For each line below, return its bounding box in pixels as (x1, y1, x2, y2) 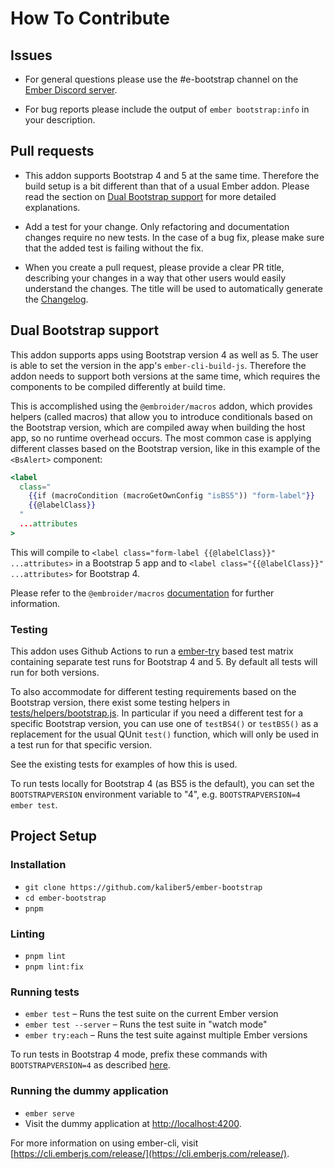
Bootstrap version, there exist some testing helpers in (10, 697, 231, 709)
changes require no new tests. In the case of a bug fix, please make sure (24, 231, 325, 243)
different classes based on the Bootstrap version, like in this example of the (10, 442, 321, 454)
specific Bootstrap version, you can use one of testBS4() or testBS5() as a (10, 718, 319, 730)
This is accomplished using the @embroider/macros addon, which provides (10, 400, 313, 412)
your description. (24, 114, 96, 126)
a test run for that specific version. (10, 739, 153, 751)
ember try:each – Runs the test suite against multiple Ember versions (24, 1029, 308, 1041)
